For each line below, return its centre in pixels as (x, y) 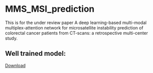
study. (12, 38)
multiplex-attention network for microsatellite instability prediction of (74, 27)
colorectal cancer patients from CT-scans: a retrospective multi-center (76, 33)
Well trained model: (36, 54)
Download (15, 65)
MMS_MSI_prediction (50, 9)
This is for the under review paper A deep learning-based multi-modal (76, 23)
